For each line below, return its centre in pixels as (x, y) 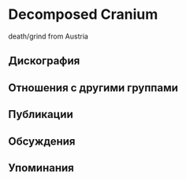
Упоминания (41, 168)
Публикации (41, 114)
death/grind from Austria (48, 36)
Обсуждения (42, 141)
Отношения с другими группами (93, 88)
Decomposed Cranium (83, 15)
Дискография (44, 61)
